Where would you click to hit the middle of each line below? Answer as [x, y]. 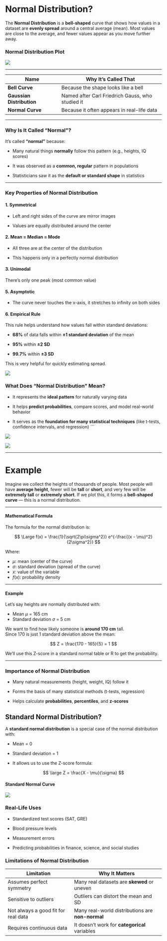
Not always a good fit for [37, 911]
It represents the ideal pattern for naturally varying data [70, 397]
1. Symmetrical [21, 205]
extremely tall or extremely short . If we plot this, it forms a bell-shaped [79, 495]
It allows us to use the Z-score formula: [52, 763]
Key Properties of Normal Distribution [51, 193]
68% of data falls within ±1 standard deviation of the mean [73, 335]
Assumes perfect [28, 882]
